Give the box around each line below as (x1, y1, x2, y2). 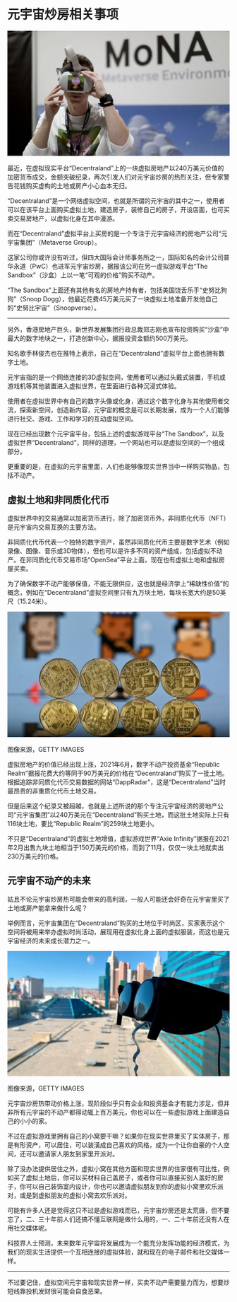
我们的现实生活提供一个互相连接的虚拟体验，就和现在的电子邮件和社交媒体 (7, 1248, 224, 1256)
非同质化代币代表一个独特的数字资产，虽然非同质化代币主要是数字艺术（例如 (7, 538, 230, 547)
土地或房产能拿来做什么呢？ (7, 903, 88, 912)
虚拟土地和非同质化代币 (7, 494, 109, 506)
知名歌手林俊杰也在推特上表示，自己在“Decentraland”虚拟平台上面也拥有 (7, 349, 219, 358)
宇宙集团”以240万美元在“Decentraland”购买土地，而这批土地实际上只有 (22, 810, 230, 819)
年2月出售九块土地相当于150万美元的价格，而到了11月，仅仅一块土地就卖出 (7, 843, 224, 851)
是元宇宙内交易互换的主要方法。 (7, 523, 100, 531)
